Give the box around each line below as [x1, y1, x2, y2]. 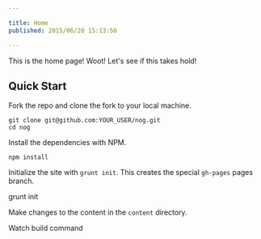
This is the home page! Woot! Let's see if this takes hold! [8, 56, 197, 66]
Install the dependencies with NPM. [8, 138, 127, 147]
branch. [8, 176, 35, 186]
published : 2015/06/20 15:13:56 [8, 26, 117, 35]
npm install [8, 153, 48, 162]
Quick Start [8, 79, 67, 93]
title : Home [8, 19, 48, 27]
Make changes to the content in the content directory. [8, 207, 187, 217]
